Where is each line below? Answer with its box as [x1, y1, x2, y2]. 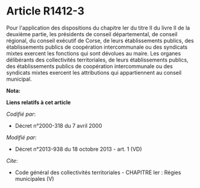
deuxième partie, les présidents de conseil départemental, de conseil [6, 30, 178, 37]
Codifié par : [6, 110, 36, 117]
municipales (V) [14, 175, 54, 182]
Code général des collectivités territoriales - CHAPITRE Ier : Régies [14, 169, 181, 176]
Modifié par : [6, 134, 37, 141]
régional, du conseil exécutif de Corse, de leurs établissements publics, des [6, 37, 194, 44]
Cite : [6, 157, 18, 164]
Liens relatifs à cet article [6, 98, 71, 106]
